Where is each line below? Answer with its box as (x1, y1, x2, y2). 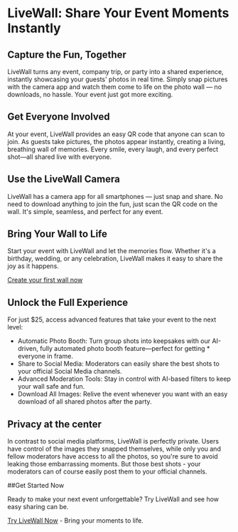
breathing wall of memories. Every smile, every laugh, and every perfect (7, 145, 219, 153)
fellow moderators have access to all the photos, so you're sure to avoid (7, 452, 218, 461)
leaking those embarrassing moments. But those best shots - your (7, 460, 201, 469)
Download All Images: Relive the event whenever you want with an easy (17, 390, 228, 399)
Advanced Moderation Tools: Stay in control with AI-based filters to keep (17, 374, 231, 383)
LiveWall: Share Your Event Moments (7, 5, 229, 21)
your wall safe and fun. (17, 382, 85, 391)
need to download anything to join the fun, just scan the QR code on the (7, 200, 218, 208)
